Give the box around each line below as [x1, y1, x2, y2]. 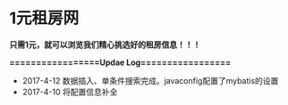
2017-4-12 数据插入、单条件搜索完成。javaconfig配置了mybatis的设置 [21, 75, 279, 85]
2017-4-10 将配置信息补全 [21, 86, 118, 97]
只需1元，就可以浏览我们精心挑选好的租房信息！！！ [9, 39, 201, 50]
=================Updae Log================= [9, 57, 232, 68]
